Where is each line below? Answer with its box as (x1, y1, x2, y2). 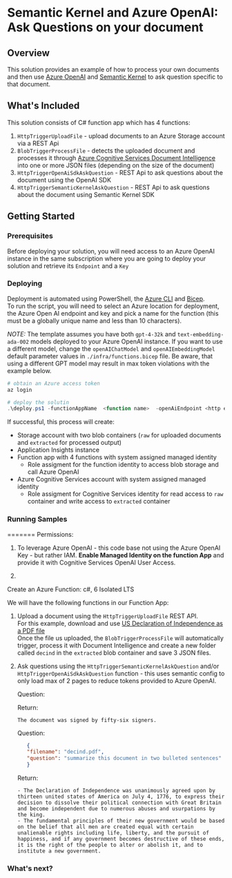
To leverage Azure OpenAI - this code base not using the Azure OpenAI (17, 544, 221, 552)
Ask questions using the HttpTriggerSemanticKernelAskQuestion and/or (17, 662, 220, 670)
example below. (7, 366, 52, 374)
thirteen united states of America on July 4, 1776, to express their (17, 793, 225, 801)
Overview (7, 47, 50, 59)
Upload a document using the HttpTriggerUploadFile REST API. (17, 611, 199, 620)
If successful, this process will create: (7, 418, 115, 426)
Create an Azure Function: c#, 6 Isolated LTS (7, 585, 135, 593)
